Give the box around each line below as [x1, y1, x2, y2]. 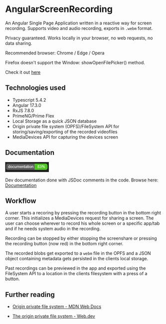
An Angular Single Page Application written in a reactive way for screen [5, 20, 152, 26]
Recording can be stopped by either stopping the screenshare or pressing [5, 235, 157, 241]
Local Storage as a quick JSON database [12, 118, 97, 124]
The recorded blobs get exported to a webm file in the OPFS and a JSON [5, 250, 151, 256]
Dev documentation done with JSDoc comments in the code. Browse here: [5, 177, 159, 183]
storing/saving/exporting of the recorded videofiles [12, 129, 118, 135]
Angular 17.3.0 [12, 102, 41, 108]
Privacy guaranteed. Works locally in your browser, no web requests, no [5, 35, 153, 41]
